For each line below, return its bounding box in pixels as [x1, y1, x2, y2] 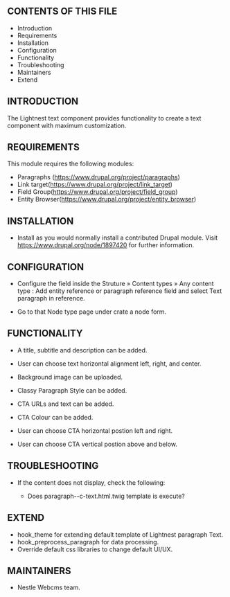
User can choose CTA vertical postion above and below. [17, 440, 178, 448]
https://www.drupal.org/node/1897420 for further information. [17, 241, 195, 249]
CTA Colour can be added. [17, 413, 94, 421]
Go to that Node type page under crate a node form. [17, 308, 167, 316]
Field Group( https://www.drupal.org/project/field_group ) [17, 188, 178, 196]
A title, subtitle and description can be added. [17, 346, 148, 354]
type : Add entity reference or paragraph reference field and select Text [17, 287, 222, 295]
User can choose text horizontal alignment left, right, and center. [17, 359, 202, 368]
